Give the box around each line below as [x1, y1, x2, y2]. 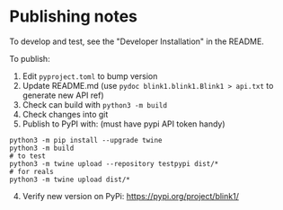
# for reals [9, 167, 54, 176]
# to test [9, 151, 47, 161]
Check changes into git [22, 109, 109, 119]
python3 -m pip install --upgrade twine [9, 136, 164, 144]
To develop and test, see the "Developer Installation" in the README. [9, 36, 265, 47]
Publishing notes [9, 6, 137, 27]
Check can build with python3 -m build [22, 99, 168, 109]
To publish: [9, 53, 51, 64]
